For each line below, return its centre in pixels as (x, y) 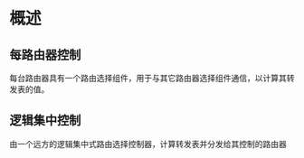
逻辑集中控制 (45, 121)
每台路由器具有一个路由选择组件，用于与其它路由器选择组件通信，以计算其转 (152, 78)
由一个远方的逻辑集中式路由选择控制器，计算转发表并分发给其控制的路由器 (148, 144)
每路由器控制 (45, 55)
